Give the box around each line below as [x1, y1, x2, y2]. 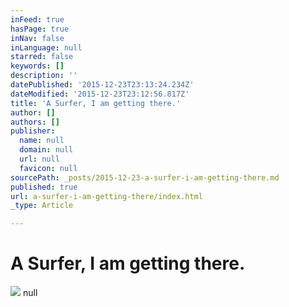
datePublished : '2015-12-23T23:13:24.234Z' [10, 80, 195, 90]
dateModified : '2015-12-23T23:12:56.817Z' [10, 89, 190, 99]
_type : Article [10, 201, 74, 211]
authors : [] [10, 117, 60, 127]
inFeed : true [10, 14, 65, 25]
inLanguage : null [10, 42, 83, 53]
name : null [19, 136, 65, 146]
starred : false [10, 52, 74, 62]
